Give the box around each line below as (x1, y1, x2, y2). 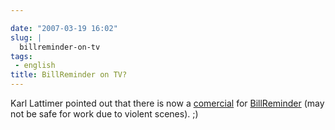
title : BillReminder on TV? (10, 70, 128, 80)
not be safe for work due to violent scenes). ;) (10, 108, 199, 120)
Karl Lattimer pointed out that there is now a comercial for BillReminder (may (10, 97, 325, 109)
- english (14, 61, 56, 71)
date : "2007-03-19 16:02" (10, 23, 118, 33)
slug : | (10, 32, 43, 43)
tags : (10, 51, 33, 61)
